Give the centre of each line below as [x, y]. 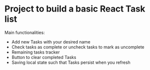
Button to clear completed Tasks [44, 57]
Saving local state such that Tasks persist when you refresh [71, 62]
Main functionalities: [25, 32]
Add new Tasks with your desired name [51, 42]
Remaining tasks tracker [36, 52]
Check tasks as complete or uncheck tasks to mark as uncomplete [78, 47]
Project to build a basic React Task [75, 9]
